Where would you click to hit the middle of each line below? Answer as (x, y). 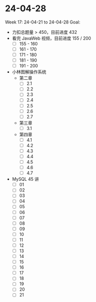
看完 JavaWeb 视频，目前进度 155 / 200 (51, 38)
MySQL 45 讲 (25, 179)
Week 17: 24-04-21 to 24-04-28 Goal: (43, 22)
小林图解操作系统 (29, 72)
